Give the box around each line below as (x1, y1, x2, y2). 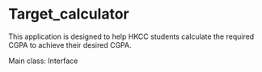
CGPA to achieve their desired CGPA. (8, 40, 132, 49)
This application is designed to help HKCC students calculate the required (8, 32, 255, 41)
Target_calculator (8, 5, 129, 23)
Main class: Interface (8, 56, 78, 66)
